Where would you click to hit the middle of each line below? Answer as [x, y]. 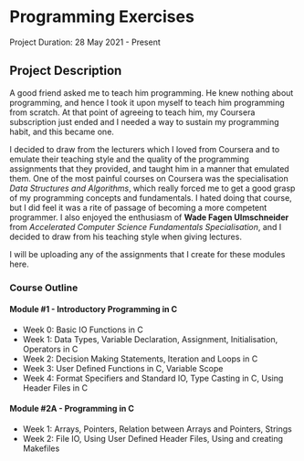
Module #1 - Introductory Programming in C [94, 309]
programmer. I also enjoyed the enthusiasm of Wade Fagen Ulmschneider [149, 217]
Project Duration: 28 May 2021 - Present [85, 42]
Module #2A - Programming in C [72, 409]
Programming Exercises [102, 17]
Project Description [66, 71]
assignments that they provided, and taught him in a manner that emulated [149, 168]
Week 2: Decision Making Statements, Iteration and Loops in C [140, 359]
